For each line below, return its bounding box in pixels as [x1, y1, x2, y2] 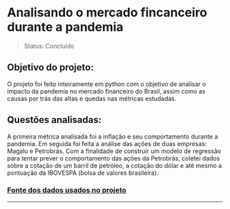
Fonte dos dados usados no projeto [7, 186, 127, 195]
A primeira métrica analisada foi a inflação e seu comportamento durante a [7, 132, 218, 141]
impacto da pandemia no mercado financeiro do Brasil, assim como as [7, 87, 206, 95]
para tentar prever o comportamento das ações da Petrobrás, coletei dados [7, 154, 220, 162]
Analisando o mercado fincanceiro [7, 5, 207, 20]
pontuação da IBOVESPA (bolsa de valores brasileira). [7, 169, 159, 177]
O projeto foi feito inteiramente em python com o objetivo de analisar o [7, 80, 207, 88]
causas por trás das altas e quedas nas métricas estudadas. [7, 94, 177, 102]
